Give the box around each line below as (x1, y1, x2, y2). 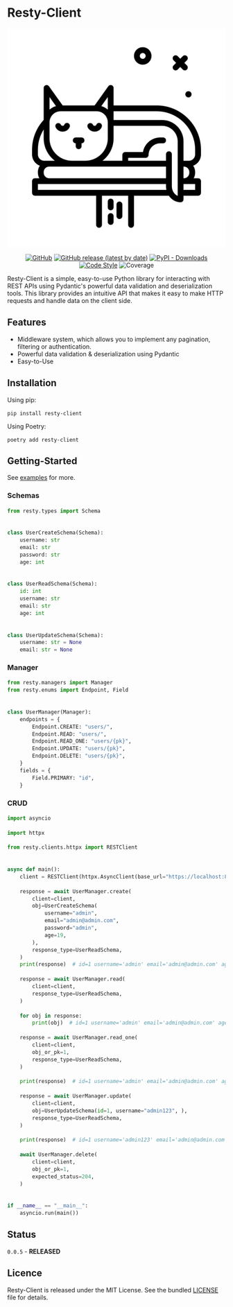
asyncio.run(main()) (19, 1210, 79, 1217)
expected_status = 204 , (32, 1173, 95, 1180)
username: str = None (19, 639, 82, 646)
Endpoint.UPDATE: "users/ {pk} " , (32, 745, 126, 752)
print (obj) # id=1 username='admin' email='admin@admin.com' (32, 1019, 216, 1027)
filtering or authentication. (17, 342, 92, 351)
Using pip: (7, 395, 37, 404)
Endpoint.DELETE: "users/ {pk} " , (32, 752, 126, 760)
